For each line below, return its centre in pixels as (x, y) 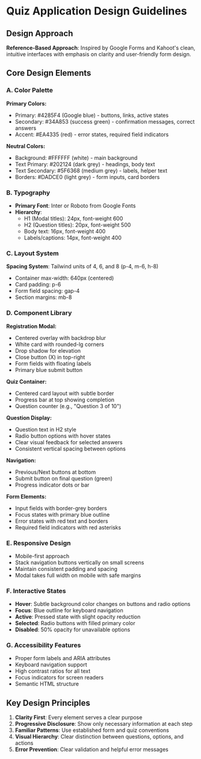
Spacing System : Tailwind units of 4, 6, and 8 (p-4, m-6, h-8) (82, 266)
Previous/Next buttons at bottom (55, 472)
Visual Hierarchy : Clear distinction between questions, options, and (99, 737)
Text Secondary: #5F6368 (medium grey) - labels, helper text (91, 171)
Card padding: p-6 (38, 285)
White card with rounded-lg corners (59, 344)
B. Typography (28, 192)
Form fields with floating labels (53, 364)
